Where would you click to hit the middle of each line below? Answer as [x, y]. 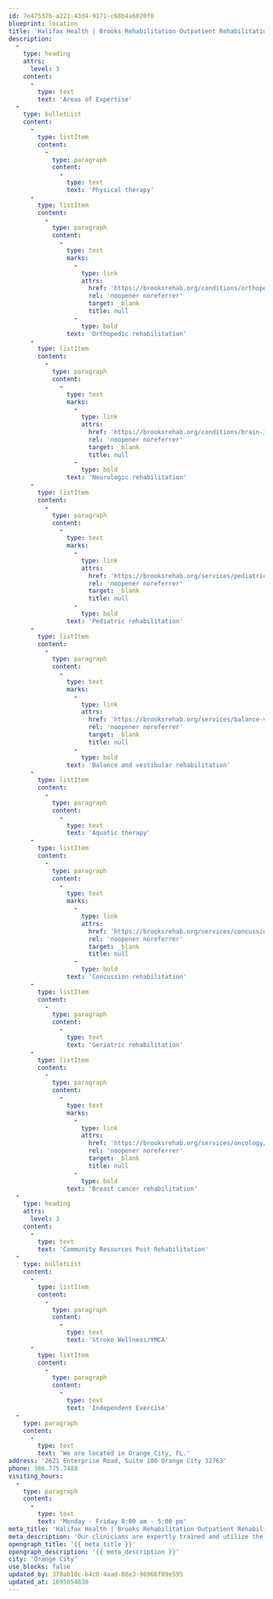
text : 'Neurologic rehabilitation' [126, 478]
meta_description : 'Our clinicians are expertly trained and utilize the [136, 1536]
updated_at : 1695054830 [49, 1582]
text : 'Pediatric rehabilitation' [125, 621]
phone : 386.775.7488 [43, 1468]
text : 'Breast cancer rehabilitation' [132, 1189]
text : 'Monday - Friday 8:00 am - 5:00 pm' [112, 1522]
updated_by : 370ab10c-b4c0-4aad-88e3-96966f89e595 [96, 1575]
